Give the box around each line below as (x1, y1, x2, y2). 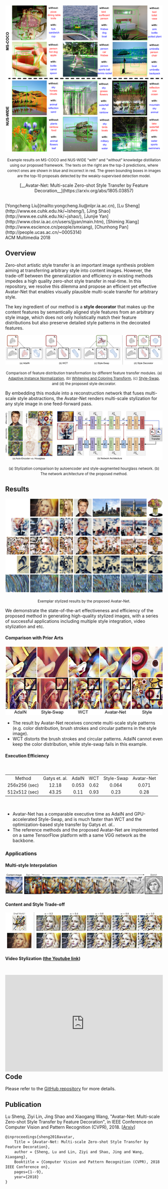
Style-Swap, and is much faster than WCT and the (38, 816, 141, 822)
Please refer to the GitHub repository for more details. (5, 1086, 116, 1092)
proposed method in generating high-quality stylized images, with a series (5, 613, 158, 619)
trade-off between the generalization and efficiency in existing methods (5, 273, 153, 279)
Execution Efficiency (5, 752, 49, 758)
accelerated (12, 816, 37, 822)
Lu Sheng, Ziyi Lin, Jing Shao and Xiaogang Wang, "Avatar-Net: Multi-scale (5, 1113, 160, 1119)
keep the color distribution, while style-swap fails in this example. (12, 741, 147, 747)
